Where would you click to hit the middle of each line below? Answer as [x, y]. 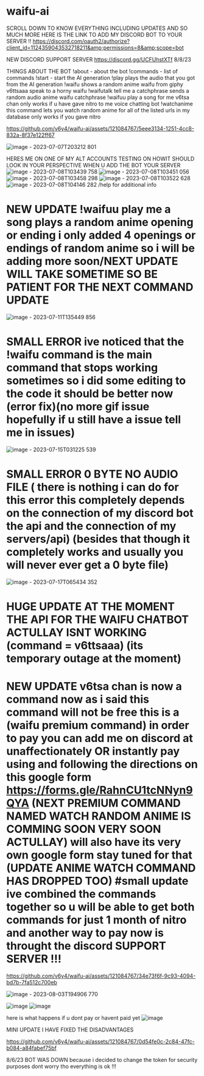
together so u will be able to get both [100, 907]
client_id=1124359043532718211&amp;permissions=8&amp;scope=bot [95, 48]
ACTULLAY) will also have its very [94, 842]
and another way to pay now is [85, 933]
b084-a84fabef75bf [31, 1048]
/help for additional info [128, 184]
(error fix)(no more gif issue [78, 407]
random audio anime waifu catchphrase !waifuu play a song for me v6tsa [98, 97]
